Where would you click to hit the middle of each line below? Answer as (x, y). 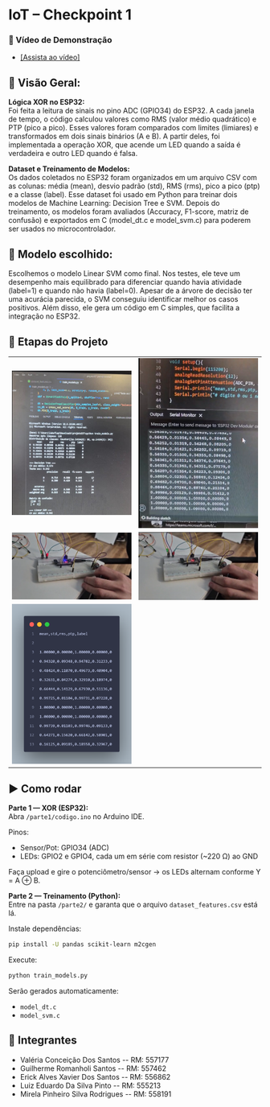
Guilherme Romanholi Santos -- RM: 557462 (93, 1068)
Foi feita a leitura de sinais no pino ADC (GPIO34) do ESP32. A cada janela (131, 111)
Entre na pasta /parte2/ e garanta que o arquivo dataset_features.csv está (133, 905)
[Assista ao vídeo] (50, 57)
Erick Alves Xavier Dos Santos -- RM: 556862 (95, 1076)
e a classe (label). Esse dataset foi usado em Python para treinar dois (123, 195)
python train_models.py (48, 976)
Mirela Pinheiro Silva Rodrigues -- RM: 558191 (96, 1094)
